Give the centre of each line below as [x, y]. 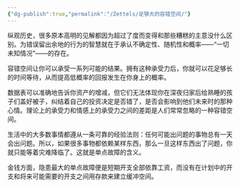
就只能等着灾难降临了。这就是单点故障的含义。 [76, 152]
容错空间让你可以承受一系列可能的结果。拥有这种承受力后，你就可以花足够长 [120, 68]
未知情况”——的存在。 [40, 53]
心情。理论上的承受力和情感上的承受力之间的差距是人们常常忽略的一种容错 [117, 110]
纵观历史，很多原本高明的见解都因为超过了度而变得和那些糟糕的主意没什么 [117, 35]
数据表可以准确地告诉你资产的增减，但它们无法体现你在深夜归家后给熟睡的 [117, 92]
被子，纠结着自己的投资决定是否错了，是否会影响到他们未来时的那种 [132, 101]
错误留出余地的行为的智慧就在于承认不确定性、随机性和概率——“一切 [128, 44]
